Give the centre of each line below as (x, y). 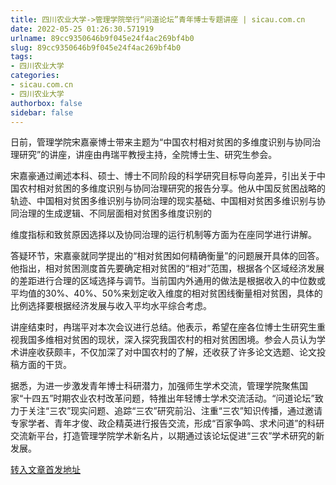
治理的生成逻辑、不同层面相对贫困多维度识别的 (115, 213)
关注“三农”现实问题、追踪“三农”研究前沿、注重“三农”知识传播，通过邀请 (175, 411)
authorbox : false (46, 103)
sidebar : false (42, 112)
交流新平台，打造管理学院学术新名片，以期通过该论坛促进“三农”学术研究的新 (167, 436)
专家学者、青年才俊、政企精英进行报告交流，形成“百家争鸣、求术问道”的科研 (167, 423)
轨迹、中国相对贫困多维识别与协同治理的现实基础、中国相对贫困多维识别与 (163, 201)
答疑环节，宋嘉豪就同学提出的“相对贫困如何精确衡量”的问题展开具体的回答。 (167, 256)
